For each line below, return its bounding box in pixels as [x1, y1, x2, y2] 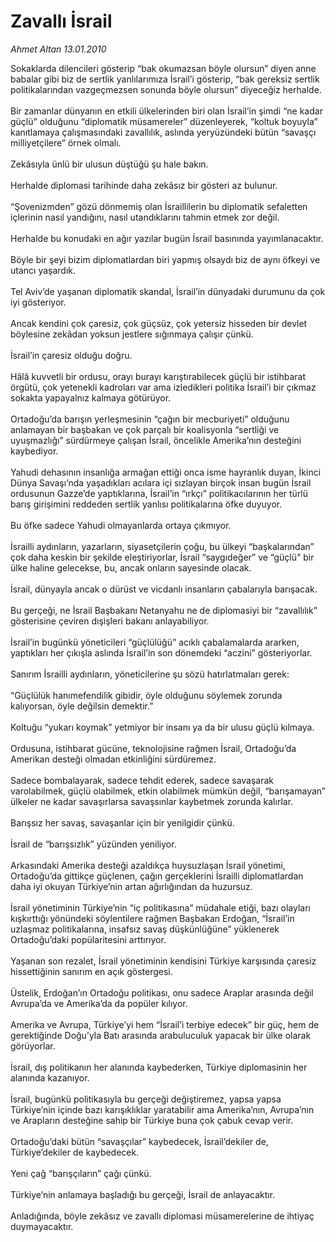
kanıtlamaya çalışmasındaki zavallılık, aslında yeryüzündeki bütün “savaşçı [10, 126, 317, 138]
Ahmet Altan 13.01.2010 [10, 43, 107, 55]
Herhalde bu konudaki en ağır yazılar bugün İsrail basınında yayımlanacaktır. [10, 232, 324, 244]
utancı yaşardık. [10, 264, 77, 276]
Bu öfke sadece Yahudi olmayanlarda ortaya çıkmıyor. [10, 519, 232, 531]
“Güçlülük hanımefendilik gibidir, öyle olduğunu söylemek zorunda [10, 689, 283, 701]
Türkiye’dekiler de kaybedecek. [10, 1146, 140, 1158]
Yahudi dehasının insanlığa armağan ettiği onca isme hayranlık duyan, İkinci [10, 466, 322, 478]
